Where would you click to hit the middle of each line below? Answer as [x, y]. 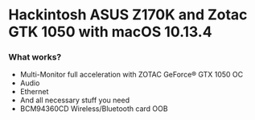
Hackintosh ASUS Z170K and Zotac [128, 15]
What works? [35, 57]
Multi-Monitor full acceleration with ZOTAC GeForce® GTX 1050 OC [132, 75]
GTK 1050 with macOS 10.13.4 [110, 32]
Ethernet [34, 92]
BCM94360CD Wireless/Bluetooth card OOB [94, 109]
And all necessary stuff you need [75, 100]
